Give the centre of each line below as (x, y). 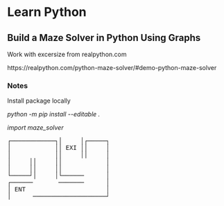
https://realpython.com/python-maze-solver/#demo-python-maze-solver (112, 68)
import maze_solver (35, 128)
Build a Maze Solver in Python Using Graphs (104, 38)
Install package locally (39, 101)
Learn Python (47, 12)
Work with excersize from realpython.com (67, 54)
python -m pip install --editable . (54, 114)
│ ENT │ (59, 189)
